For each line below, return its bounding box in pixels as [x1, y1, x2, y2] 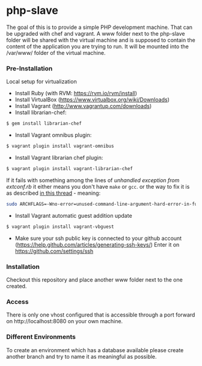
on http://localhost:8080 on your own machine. [6, 318, 123, 325]
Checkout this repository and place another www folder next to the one [6, 276, 183, 283]
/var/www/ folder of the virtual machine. [6, 49, 106, 56]
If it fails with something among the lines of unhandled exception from [6, 176, 180, 184]
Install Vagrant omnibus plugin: [14, 131, 92, 139]
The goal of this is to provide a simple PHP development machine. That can [6, 24, 193, 31]
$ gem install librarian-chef [6, 121, 82, 127]
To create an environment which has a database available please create [6, 346, 184, 353]
